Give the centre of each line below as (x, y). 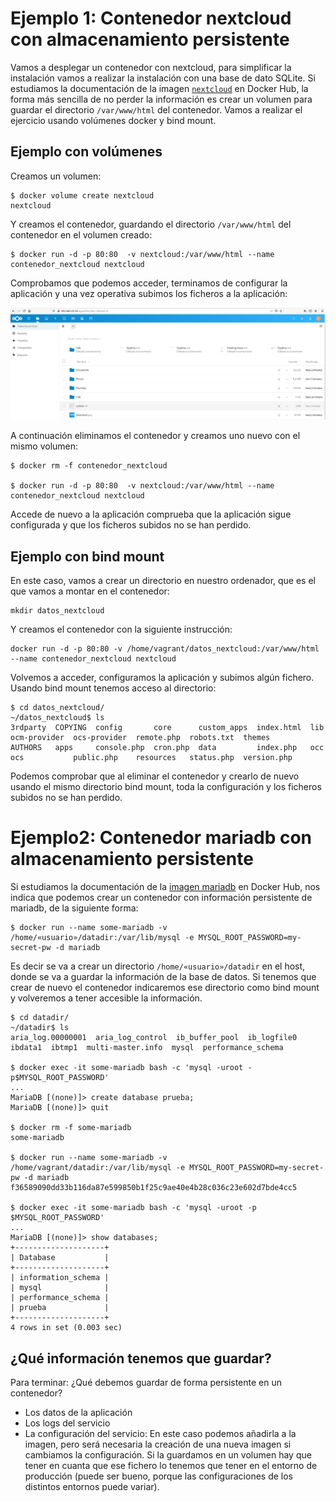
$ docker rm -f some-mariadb (71, 1128)
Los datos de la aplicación (78, 1412)
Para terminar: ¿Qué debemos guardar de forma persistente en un (146, 1382)
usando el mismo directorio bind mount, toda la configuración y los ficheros (166, 787)
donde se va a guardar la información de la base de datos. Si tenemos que (163, 977)
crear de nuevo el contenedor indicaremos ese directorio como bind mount (165, 988)
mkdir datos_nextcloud (57, 611)
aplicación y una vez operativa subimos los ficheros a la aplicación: (149, 293)
